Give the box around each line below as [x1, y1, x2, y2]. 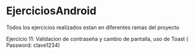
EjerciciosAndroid [6, 4, 97, 18]
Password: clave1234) [6, 42, 61, 49]
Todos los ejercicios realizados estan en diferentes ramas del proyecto [6, 24, 180, 31]
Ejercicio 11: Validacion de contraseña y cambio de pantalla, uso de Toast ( [6, 35, 189, 42]
